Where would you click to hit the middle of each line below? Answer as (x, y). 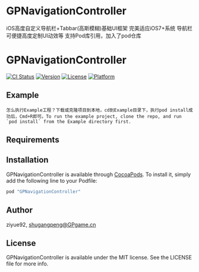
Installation (27, 160)
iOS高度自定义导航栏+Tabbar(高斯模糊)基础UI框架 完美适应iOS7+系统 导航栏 (99, 28)
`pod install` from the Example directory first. (69, 121)
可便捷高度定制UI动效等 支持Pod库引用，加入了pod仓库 (74, 35)
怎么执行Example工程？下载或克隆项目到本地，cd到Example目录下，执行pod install (97, 110)
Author (19, 210)
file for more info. (27, 264)
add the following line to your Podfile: (52, 180)
